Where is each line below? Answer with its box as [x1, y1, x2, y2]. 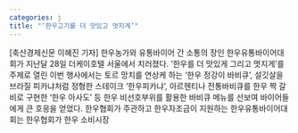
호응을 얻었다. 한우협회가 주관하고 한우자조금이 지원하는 [35, 103, 229, 113]
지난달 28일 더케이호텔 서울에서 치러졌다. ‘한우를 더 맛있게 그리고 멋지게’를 [25, 58, 285, 69]
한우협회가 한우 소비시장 [25, 113, 110, 125]
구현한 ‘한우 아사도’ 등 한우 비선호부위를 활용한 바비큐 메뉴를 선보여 [25, 91, 259, 103]
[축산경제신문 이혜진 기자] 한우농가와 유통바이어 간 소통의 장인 [9, 46, 225, 58]
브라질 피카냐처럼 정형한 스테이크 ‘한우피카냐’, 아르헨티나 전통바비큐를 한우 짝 [9, 80, 277, 91]
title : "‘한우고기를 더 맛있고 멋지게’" [9, 21, 139, 30]
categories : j [9, 12, 62, 22]
